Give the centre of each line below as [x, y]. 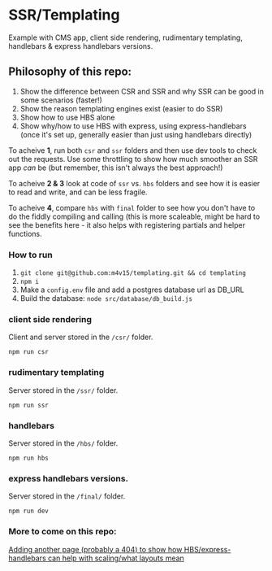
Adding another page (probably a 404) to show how [95, 549]
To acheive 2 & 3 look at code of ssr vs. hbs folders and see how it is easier [134, 183]
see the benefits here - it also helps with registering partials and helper [127, 224]
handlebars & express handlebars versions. [81, 46]
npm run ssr [28, 405]
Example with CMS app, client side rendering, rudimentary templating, [126, 37]
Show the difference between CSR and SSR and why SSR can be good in [142, 91]
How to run [30, 255]
